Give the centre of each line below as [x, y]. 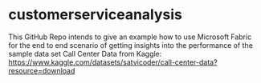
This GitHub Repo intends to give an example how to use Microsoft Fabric [130, 37]
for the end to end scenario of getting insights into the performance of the [130, 45]
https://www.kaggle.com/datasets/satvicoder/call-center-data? [113, 62]
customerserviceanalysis [96, 15]
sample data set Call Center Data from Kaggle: [85, 53]
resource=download [42, 70]
